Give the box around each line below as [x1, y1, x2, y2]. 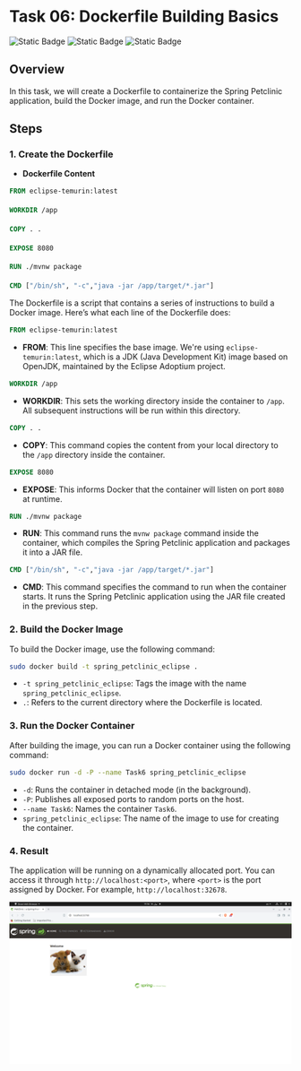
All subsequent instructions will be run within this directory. [21, 405, 241, 416]
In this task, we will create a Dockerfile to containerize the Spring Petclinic [9, 85, 283, 96]
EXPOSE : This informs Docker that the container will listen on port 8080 [21, 484, 285, 495]
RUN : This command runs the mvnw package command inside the [21, 528, 260, 539]
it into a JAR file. [21, 547, 83, 557]
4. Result [9, 844, 49, 857]
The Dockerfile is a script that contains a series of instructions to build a [9, 298, 275, 308]
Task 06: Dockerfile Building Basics [9, 6, 279, 27]
